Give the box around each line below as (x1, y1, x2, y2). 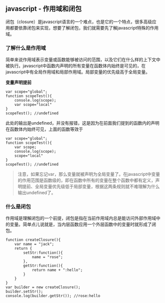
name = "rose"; (31, 255, 63, 260)
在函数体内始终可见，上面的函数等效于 (5, 126, 83, 132)
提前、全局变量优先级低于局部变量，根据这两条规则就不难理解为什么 (22, 184, 160, 190)
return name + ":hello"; (31, 268, 83, 272)
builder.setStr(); (5, 289, 43, 294)
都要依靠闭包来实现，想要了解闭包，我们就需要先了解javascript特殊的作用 (9, 25, 159, 31)
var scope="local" (14, 102, 52, 107)
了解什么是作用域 (5, 44, 46, 51)
